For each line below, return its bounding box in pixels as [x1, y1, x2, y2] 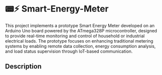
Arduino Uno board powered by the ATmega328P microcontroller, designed [5, 28, 158, 33]
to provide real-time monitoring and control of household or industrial [5, 33, 145, 39]
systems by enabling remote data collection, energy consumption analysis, [5, 43, 156, 49]
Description [5, 62, 42, 71]
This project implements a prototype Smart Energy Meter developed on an [5, 22, 155, 29]
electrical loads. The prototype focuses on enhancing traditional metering [5, 38, 153, 44]
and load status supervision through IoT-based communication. [5, 48, 133, 54]
